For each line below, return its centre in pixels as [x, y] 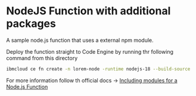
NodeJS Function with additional [88, 11]
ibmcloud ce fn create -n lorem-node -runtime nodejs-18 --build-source [98, 69]
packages [31, 24]
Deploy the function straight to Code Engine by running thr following [90, 51]
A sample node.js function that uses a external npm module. [80, 40]
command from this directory [42, 58]
